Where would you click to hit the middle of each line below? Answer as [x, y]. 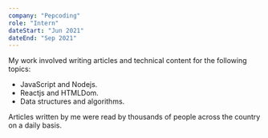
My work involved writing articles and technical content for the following [128, 61]
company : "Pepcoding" [45, 16]
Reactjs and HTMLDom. [59, 93]
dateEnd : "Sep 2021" [43, 38]
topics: [20, 69]
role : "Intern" [34, 23]
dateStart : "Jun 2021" [46, 30]
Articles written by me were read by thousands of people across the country [134, 117]
